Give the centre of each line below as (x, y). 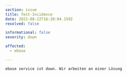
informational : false (28, 33)
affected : (16, 46)
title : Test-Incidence (29, 14)
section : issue (21, 10)
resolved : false (22, 24)
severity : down (21, 37)
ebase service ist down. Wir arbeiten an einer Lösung (64, 69)
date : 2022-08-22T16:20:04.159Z (39, 19)
